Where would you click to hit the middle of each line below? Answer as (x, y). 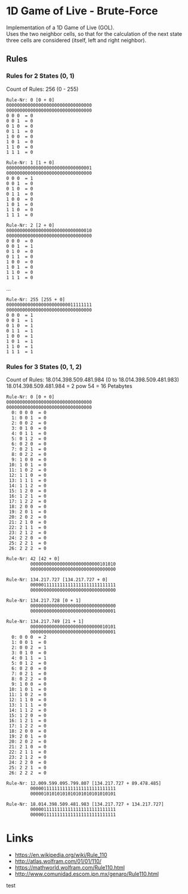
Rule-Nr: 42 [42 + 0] (33, 559)
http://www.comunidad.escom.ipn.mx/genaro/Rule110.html (87, 874)
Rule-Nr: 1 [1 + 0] (30, 162)
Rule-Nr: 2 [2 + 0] (30, 225)
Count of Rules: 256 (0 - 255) (42, 89)
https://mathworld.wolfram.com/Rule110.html (70, 867)
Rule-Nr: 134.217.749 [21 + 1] (45, 621)
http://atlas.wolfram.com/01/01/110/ (58, 861)
